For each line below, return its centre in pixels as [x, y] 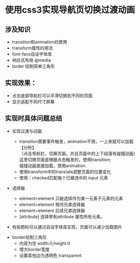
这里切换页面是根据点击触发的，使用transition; [65, 159]
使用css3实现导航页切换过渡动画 [70, 10]
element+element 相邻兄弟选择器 [52, 204]
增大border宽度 [34, 249]
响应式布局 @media [31, 60]
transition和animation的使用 [40, 42]
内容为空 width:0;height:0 [45, 243]
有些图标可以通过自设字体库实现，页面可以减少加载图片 [67, 227]
